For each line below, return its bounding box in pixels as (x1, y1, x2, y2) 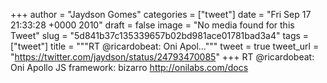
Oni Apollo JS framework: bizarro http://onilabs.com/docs (10, 62, 249, 73)
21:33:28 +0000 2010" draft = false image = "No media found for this (10, 19, 295, 31)
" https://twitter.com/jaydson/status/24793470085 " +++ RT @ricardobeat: (10, 51, 315, 63)
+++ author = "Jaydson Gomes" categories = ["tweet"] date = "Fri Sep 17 (10, 9, 312, 20)
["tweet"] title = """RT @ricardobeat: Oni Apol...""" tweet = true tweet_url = (10, 40, 320, 52)
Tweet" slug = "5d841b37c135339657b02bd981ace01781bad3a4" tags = (10, 30, 310, 41)
